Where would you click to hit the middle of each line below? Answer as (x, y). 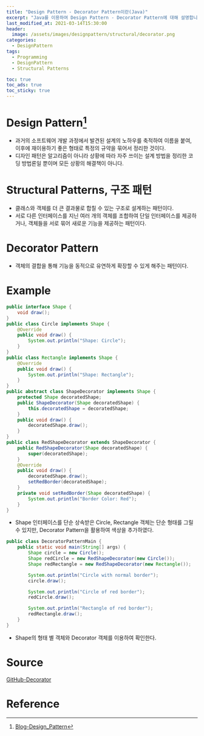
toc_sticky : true (28, 91)
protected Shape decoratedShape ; (59, 397)
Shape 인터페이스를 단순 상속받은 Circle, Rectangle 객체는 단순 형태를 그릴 (104, 522)
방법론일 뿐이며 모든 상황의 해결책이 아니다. (73, 163)
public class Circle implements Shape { (58, 324)
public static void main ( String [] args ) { (72, 547)
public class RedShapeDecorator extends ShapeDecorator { (81, 443)
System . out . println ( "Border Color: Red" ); (83, 499)
